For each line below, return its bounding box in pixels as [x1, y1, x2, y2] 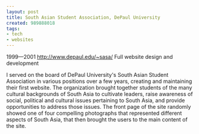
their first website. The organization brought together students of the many [6, 84, 192, 91]
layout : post [6, 8, 39, 15]
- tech [6, 31, 23, 37]
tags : [6, 25, 20, 32]
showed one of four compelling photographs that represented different [6, 109, 182, 117]
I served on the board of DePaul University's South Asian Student [6, 72, 169, 78]
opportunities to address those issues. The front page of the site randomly [6, 103, 191, 110]
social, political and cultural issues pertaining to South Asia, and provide [6, 97, 185, 104]
